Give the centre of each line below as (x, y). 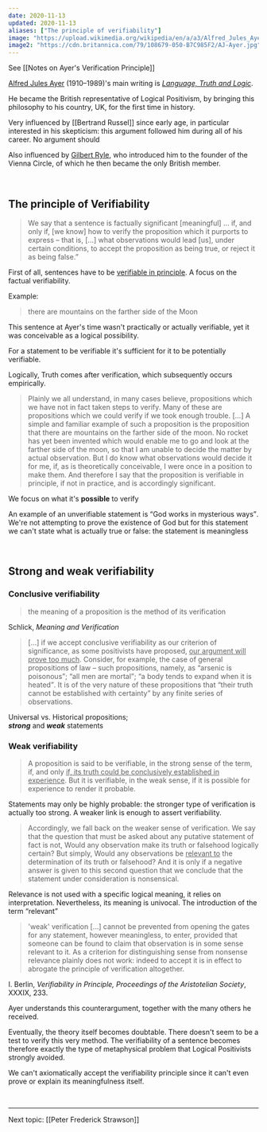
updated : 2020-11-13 (43, 23)
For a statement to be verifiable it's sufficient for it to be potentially (117, 350)
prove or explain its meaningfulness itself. (76, 1081)
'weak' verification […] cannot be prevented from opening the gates (139, 926)
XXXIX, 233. (28, 993)
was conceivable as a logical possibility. (74, 335)
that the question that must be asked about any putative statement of (141, 836)
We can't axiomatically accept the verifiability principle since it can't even (128, 1072)
